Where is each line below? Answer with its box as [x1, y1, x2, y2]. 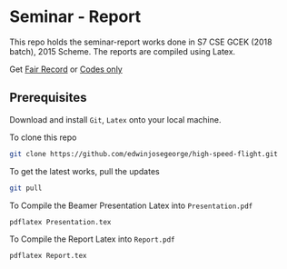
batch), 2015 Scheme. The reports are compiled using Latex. [9, 45, 236, 56]
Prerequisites [9, 90, 87, 105]
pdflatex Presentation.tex [9, 217, 112, 226]
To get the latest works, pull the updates [9, 165, 161, 176]
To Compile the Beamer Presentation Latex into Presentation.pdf [9, 200, 253, 211]
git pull [9, 184, 43, 193]
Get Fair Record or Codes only [9, 64, 123, 75]
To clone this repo [9, 132, 77, 143]
